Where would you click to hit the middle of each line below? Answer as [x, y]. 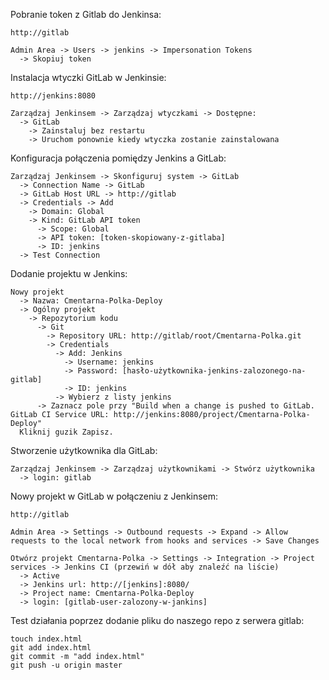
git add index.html [51, 648]
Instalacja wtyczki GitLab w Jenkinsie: [88, 77]
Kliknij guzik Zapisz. [66, 432]
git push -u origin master [66, 665]
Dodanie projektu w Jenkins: [69, 273]
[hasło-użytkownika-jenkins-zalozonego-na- [214, 371]
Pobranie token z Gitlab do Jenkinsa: [86, 14]
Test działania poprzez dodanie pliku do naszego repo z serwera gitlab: [157, 620]
